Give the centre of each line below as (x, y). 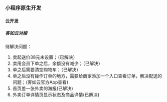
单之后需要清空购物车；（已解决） (47, 70)
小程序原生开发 (23, 7)
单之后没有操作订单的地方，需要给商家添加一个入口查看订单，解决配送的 (87, 76)
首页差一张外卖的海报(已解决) (43, 88)
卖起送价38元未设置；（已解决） (45, 57)
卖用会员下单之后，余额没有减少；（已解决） (57, 63)
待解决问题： (18, 46)
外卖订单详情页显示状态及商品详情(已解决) (56, 95)
